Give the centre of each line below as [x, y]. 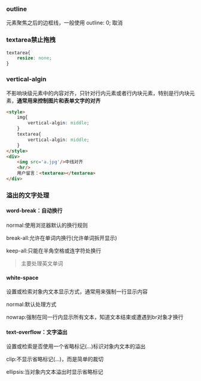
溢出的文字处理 [28, 195]
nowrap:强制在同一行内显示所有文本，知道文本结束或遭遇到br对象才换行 [95, 317]
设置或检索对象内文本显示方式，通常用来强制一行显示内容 [77, 292]
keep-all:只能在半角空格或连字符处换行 [54, 251]
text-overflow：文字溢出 [37, 332]
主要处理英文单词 [42, 263]
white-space [22, 277]
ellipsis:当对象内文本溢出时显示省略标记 [55, 372]
